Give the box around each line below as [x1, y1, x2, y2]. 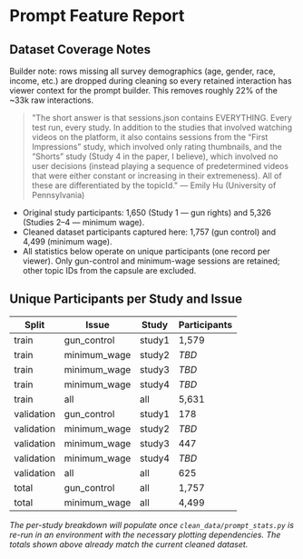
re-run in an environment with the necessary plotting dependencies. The [9, 529, 281, 540]
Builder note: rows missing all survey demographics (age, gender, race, [9, 65, 276, 76]
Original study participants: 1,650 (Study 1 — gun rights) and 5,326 [22, 207, 272, 218]
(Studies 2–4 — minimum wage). [22, 217, 145, 227]
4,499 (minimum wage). [22, 236, 112, 246]
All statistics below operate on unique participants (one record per [22, 246, 270, 256]
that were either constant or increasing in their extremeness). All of [31, 170, 283, 181]
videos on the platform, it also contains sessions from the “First [31, 132, 269, 142]
